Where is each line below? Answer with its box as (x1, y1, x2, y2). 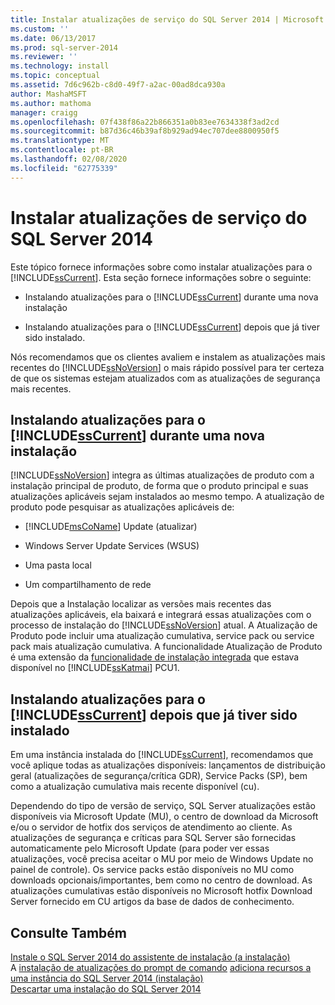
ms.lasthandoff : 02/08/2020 (10, 154, 128, 164)
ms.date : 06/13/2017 (10, 33, 97, 43)
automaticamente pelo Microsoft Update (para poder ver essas (10, 842, 270, 855)
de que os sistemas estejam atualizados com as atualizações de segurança (10, 372, 321, 384)
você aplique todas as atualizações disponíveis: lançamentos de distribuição (10, 759, 326, 771)
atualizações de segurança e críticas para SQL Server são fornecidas (10, 832, 297, 844)
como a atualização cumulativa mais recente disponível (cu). (10, 781, 260, 793)
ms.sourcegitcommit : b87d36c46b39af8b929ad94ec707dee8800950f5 (10, 126, 280, 136)
